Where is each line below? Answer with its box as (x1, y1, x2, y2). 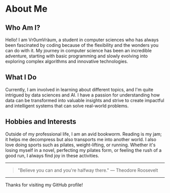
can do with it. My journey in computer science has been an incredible (5, 48, 152, 53)
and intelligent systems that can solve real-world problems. (5, 103, 129, 109)
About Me (5, 3, 48, 15)
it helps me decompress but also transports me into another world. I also (5, 136, 157, 142)
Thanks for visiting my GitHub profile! (5, 181, 83, 188)
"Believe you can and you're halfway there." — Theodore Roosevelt (17, 167, 158, 173)
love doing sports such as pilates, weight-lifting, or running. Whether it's (5, 142, 156, 148)
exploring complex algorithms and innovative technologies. (5, 58, 128, 64)
